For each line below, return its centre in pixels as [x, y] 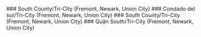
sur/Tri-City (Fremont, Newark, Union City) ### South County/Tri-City [93, 15]
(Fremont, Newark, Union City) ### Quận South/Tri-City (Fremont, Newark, [100, 21]
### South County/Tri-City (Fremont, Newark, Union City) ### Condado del [101, 9]
